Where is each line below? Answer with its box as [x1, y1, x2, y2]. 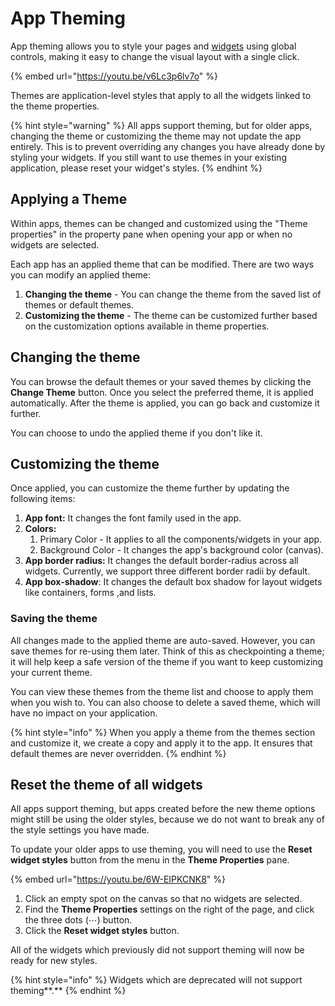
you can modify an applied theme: [10, 268, 152, 281]
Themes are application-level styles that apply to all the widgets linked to [10, 89, 312, 101]
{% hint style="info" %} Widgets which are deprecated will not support [10, 974, 303, 986]
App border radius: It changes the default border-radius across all [24, 555, 299, 567]
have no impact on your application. [10, 707, 158, 719]
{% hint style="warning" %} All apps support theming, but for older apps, [10, 119, 313, 131]
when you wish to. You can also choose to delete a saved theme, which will [10, 696, 321, 708]
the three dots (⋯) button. [24, 914, 133, 926]
